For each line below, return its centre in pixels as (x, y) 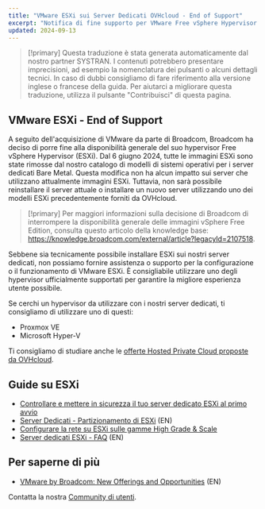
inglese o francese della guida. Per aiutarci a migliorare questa (130, 87)
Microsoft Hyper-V (50, 336)
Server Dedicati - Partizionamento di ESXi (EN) (96, 420)
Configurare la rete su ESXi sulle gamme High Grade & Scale (119, 429)
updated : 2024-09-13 (42, 30)
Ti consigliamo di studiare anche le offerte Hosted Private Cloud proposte (128, 351)
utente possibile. (35, 288)
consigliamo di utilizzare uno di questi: (71, 312)
